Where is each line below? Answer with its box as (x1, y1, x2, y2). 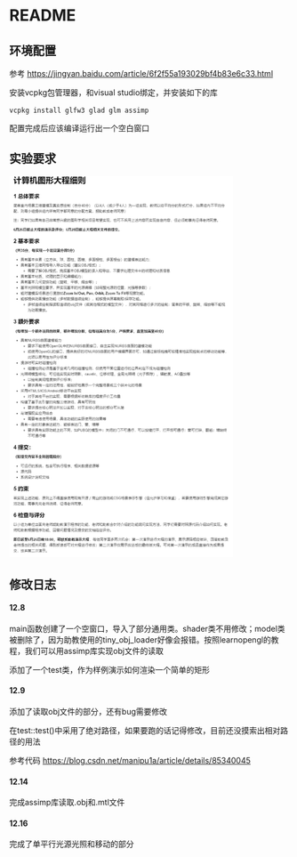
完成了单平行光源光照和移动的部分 (9, 838, 134, 850)
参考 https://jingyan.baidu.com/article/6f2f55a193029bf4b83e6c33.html (9, 69, 274, 78)
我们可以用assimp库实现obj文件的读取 (24, 645, 165, 656)
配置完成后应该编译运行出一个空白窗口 (9, 123, 149, 133)
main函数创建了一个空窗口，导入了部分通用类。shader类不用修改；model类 (9, 623, 286, 634)
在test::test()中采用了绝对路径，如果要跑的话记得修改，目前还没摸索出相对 (9, 725, 281, 736)
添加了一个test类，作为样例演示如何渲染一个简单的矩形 (9, 664, 211, 675)
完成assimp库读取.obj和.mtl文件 (9, 797, 125, 808)
